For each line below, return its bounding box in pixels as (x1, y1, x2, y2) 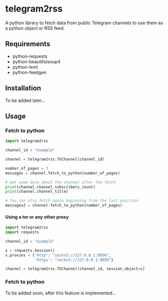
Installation (5, 84, 41, 92)
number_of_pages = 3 (5, 166, 49, 171)
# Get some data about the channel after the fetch (5, 180, 116, 185)
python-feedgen (12, 69, 47, 75)
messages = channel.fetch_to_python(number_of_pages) (5, 170, 121, 176)
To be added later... (5, 97, 45, 104)
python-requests (12, 53, 48, 59)
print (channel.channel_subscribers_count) (5, 184, 96, 189)
